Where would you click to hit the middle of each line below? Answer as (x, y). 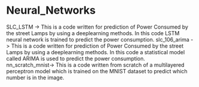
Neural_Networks (51, 10)
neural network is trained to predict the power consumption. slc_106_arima (98, 39)
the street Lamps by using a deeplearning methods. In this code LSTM (93, 33)
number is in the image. (35, 77)
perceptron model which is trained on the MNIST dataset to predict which (97, 71)
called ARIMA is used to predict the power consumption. (76, 58)
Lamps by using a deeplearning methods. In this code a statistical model (96, 52)
